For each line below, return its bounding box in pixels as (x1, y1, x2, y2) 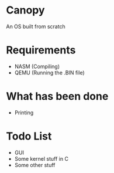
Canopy (6, 4, 45, 17)
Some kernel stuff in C (14, 155, 69, 162)
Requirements (6, 43, 76, 57)
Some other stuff (14, 161, 56, 168)
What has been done (6, 90, 109, 103)
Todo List (6, 130, 52, 143)
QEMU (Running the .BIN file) (14, 69, 85, 76)
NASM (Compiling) (14, 63, 60, 70)
